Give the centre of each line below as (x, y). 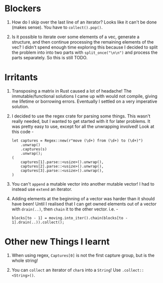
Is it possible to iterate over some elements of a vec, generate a (75, 37)
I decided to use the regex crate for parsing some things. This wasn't (81, 116)
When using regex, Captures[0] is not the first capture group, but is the (83, 255)
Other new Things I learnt (57, 242)
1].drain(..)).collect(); (38, 222)
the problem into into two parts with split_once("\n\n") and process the (85, 52)
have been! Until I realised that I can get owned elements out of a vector (84, 204)
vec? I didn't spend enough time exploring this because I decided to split (85, 47)
